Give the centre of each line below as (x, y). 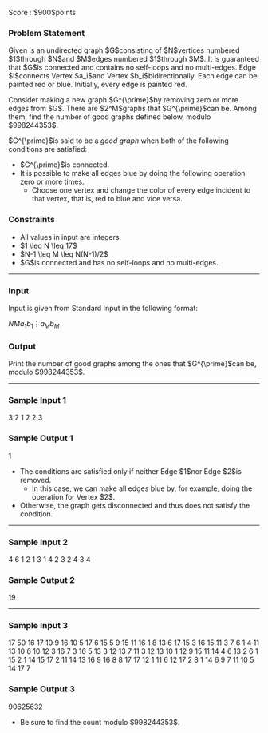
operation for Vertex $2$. (73, 496)
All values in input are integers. (71, 237)
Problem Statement (47, 33)
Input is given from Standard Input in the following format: (103, 308)
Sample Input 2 (38, 542)
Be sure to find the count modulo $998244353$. (100, 722)
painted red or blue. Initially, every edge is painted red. (98, 85)
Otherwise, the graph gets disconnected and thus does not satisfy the (135, 505)
